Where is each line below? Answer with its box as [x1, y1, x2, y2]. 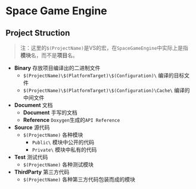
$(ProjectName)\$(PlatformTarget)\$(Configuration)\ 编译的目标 [23, 72, 185, 78]
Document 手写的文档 [23, 109, 78, 116]
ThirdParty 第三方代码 [14, 168, 70, 175]
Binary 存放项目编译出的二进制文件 [14, 64, 101, 71]
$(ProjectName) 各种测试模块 [23, 161, 94, 168]
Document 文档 [14, 102, 53, 108]
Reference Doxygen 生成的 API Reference [23, 116, 120, 123]
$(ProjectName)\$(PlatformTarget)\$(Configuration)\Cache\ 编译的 [23, 87, 190, 93]
